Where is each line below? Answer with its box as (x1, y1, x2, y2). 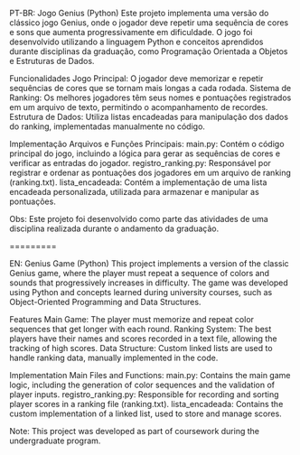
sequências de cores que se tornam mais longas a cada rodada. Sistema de (9, 83, 292, 93)
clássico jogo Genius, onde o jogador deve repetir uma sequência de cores (9, 17, 289, 28)
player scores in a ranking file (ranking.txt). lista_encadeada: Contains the (9, 399, 284, 409)
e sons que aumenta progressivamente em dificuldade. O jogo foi (9, 27, 253, 37)
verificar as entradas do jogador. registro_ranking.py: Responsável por (9, 158, 271, 168)
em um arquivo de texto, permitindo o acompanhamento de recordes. (9, 102, 268, 112)
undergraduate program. (9, 435, 101, 446)
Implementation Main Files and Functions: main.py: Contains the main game (9, 370, 291, 380)
